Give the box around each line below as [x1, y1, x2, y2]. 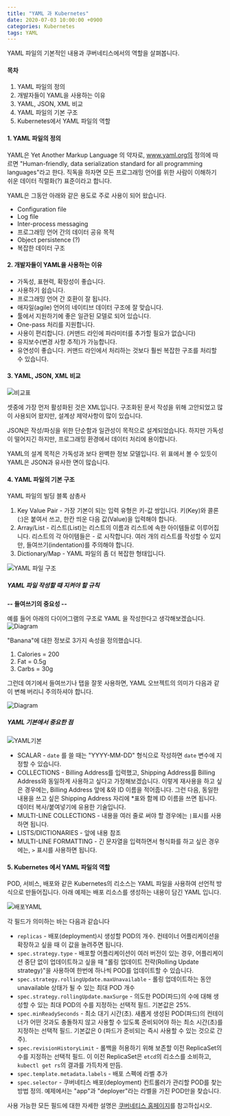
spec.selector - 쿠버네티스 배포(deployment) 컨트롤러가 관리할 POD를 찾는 [16, 1078, 222, 1086]
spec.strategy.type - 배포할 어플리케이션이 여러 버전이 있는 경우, [16, 949, 194, 958]
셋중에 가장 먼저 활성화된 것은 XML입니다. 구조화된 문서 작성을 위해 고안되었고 [7, 403, 216, 412]
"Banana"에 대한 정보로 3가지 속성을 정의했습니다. [7, 636, 142, 644]
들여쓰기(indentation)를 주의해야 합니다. [26, 541, 135, 549]
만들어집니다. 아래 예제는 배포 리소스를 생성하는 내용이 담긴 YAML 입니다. [25, 888, 222, 896]
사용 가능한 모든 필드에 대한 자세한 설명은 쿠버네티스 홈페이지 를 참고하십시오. [7, 1102, 213, 1110]
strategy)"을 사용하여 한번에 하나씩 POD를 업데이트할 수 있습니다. [16, 967, 194, 975]
